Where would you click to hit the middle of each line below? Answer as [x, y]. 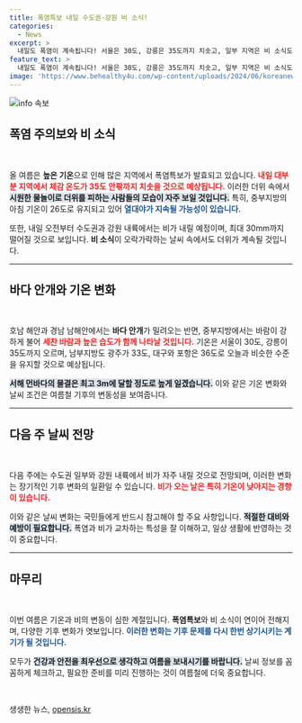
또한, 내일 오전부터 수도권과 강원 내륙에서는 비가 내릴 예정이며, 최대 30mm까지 [147, 228]
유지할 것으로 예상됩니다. [62, 365]
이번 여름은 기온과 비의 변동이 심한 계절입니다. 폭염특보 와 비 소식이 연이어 [138, 619]
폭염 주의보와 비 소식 [62, 135]
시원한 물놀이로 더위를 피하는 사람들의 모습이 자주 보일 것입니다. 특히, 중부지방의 [148, 197]
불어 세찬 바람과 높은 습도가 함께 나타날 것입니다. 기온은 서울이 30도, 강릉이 [156, 342]
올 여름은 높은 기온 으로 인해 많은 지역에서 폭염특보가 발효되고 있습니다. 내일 [141, 175]
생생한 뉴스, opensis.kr [50, 709]
